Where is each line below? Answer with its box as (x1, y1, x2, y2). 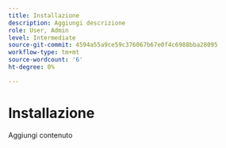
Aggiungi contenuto (8, 130, 73, 139)
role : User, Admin (8, 26, 69, 34)
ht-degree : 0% (8, 63, 56, 71)
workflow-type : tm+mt (8, 48, 80, 56)
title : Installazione (8, 11, 80, 20)
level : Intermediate (8, 33, 77, 42)
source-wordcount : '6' (8, 56, 83, 64)
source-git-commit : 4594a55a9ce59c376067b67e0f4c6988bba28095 (8, 41, 218, 49)
